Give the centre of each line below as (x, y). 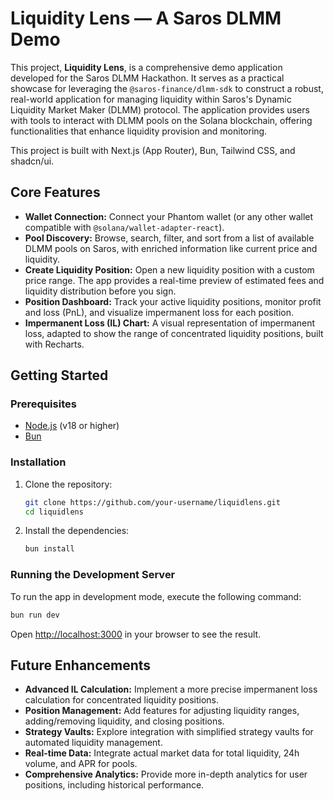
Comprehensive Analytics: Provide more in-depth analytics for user (166, 774)
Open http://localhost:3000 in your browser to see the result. (136, 634)
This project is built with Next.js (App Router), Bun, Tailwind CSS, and (153, 150)
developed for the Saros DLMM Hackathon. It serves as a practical (147, 78)
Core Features (55, 192)
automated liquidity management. (93, 743)
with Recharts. (54, 344)
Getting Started (59, 375)
